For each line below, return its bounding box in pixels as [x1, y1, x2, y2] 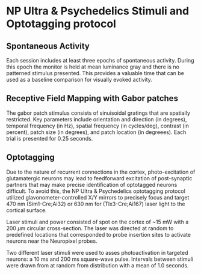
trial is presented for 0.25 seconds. [6, 135, 93, 142]
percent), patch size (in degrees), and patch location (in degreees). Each [6, 128, 187, 136]
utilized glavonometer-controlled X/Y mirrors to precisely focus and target [6, 193, 190, 201]
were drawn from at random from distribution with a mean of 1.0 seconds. [6, 261, 189, 269]
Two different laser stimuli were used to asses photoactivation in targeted [6, 249, 188, 256]
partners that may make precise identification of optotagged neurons [6, 181, 178, 188]
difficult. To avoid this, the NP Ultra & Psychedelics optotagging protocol [6, 187, 185, 195]
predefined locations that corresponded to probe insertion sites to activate [6, 231, 191, 238]
